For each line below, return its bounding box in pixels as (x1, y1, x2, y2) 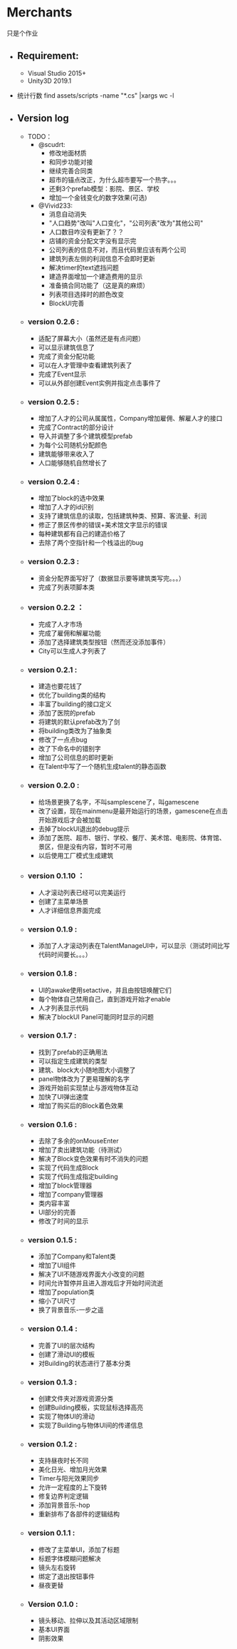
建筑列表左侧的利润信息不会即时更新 (48, 254, 156, 262)
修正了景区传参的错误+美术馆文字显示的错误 (38, 521, 168, 529)
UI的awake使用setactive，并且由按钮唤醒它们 (38, 986, 172, 994)
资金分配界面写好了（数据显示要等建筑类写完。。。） (38, 573, 186, 582)
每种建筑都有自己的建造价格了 (38, 529, 126, 538)
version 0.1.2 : (27, 1439, 78, 1449)
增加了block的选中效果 (38, 494, 105, 503)
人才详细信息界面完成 (38, 906, 101, 914)
